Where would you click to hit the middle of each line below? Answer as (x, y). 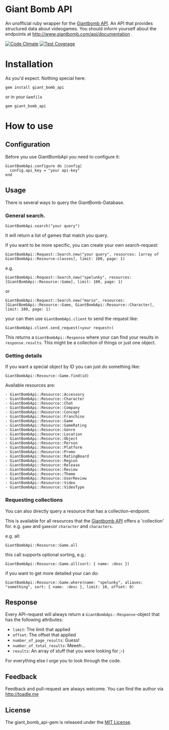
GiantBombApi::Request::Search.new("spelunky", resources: (69, 277)
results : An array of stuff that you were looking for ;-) (68, 651)
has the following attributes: (34, 620)
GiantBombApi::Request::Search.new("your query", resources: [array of (82, 254)
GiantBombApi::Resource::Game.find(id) (47, 376)
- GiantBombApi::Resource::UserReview (46, 479)
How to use (29, 126)
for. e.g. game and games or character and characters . (59, 526)
